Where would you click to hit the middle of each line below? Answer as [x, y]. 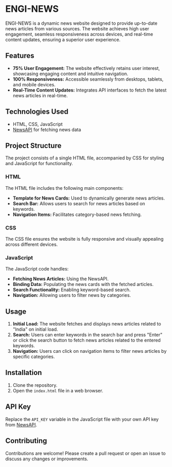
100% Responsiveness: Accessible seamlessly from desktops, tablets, [88, 79]
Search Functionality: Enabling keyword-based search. [72, 290]
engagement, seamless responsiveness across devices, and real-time [79, 34]
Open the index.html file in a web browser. [58, 390]
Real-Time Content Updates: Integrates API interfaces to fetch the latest [90, 90]
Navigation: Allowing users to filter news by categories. [72, 295]
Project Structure [33, 145]
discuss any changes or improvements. [47, 459]
